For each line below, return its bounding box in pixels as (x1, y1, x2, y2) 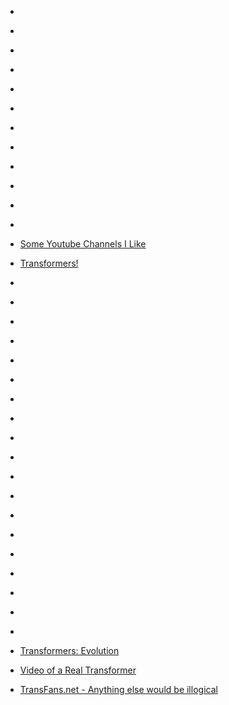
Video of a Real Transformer (19, 664, 137, 676)
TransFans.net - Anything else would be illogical (19, 684, 218, 695)
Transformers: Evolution (19, 645, 120, 656)
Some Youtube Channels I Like (19, 238, 147, 250)
